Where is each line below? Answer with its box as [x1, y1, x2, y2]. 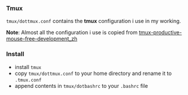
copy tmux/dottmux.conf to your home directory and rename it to [14, 70, 172, 77]
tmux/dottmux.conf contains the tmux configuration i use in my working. [6, 18, 181, 25]
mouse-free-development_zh [6, 35, 78, 42]
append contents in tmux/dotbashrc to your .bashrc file [14, 82, 148, 89]
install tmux [14, 63, 41, 70]
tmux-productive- [138, 29, 182, 36]
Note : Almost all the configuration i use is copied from [6, 29, 138, 36]
